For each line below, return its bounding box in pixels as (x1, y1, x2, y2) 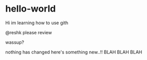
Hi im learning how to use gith (5, 20, 69, 26)
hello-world (5, 3, 56, 15)
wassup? (5, 39, 25, 45)
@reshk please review (5, 29, 52, 35)
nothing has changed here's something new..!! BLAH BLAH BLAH (5, 49, 142, 55)
